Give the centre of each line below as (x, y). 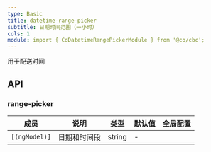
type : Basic (25, 14)
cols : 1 (19, 34)
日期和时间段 (80, 137)
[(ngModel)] (31, 136)
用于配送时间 (26, 62)
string (118, 136)
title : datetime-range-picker (52, 21)
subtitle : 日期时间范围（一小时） (53, 27)
